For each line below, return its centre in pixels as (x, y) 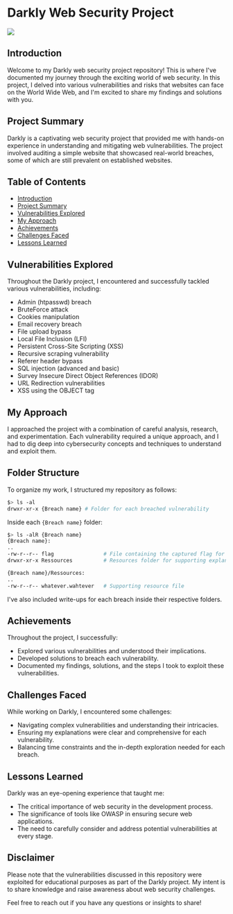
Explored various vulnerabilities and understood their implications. (112, 651)
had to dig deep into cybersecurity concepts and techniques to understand (114, 444)
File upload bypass (44, 331)
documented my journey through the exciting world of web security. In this (114, 77)
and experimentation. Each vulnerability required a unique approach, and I (113, 436)
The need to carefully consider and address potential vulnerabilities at (117, 829)
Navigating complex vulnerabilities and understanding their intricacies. (118, 725)
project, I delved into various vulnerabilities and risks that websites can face (115, 85)
